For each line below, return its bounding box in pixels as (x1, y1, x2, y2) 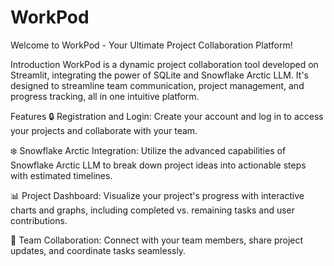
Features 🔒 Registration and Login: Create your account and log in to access (10, 110, 324, 122)
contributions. (10, 214, 68, 226)
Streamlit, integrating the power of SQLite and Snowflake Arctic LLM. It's (10, 69, 309, 81)
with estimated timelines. (10, 169, 113, 181)
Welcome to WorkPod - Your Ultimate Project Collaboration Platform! (10, 39, 293, 51)
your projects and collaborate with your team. (10, 124, 198, 136)
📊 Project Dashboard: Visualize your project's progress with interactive (10, 189, 305, 201)
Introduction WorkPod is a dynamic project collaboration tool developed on (10, 58, 319, 70)
